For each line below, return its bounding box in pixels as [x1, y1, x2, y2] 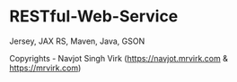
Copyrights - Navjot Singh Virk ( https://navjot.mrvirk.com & [9, 53, 229, 63]
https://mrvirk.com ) [9, 62, 82, 73]
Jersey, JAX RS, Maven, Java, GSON [9, 36, 145, 46]
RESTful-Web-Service [9, 6, 179, 27]
